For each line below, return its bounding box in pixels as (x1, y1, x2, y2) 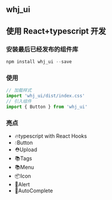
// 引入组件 (6, 99, 32, 104)
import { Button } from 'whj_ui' (6, 104, 88, 110)
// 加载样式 (6, 87, 32, 93)
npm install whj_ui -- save (6, 59, 72, 65)
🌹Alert (14, 181, 30, 188)
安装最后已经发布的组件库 (6, 45, 79, 53)
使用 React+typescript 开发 (6, 26, 107, 36)
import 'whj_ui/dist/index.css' (6, 93, 85, 99)
